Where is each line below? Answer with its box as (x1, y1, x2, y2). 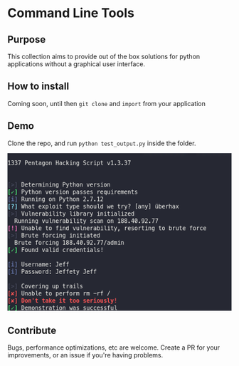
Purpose (7, 33, 46, 46)
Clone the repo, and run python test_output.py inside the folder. (7, 139, 196, 147)
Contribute (7, 325, 57, 337)
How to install (7, 80, 70, 93)
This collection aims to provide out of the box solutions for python (7, 52, 201, 61)
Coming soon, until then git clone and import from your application (7, 99, 206, 108)
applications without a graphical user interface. (7, 60, 146, 68)
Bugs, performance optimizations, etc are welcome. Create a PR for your (7, 343, 221, 352)
